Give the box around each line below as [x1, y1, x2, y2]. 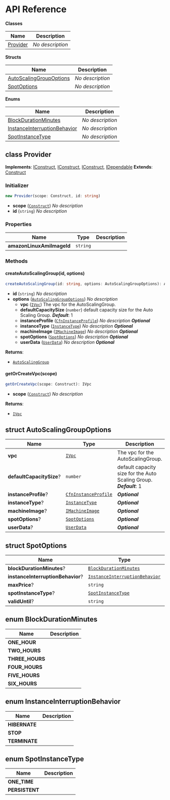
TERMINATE [8, 738, 38, 745]
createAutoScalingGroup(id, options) [5, 270, 85, 276]
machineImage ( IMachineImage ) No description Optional [20, 329, 138, 335]
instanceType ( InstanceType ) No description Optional [20, 323, 133, 329]
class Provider [5, 150, 52, 159]
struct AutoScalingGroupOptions [5, 425, 111, 434]
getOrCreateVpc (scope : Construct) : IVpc [5, 382, 92, 387]
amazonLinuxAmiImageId [8, 242, 71, 249]
